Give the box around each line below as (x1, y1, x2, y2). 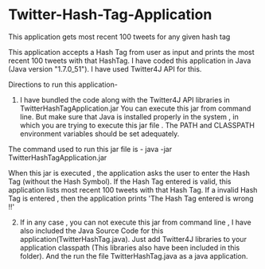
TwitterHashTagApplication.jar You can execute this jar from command (19, 103, 251, 113)
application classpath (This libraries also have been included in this (19, 243, 240, 252)
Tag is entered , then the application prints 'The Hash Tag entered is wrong (8, 193, 254, 203)
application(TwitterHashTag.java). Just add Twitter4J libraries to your (19, 234, 247, 244)
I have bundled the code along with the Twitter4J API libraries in (19, 95, 231, 104)
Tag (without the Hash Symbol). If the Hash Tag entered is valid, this (8, 177, 232, 186)
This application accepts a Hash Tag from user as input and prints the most (8, 47, 255, 57)
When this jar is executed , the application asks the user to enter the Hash (8, 168, 251, 177)
